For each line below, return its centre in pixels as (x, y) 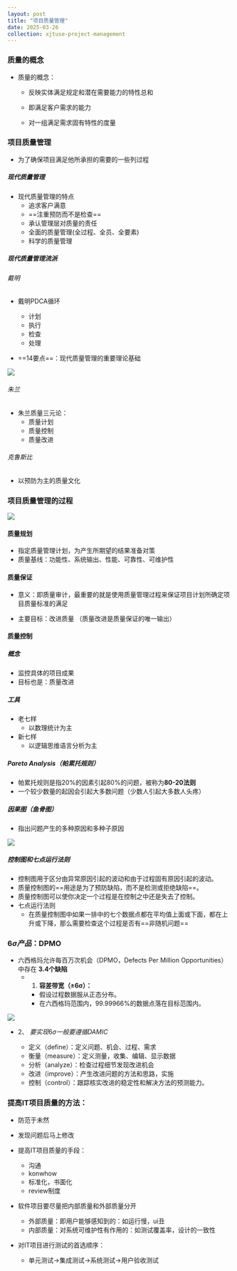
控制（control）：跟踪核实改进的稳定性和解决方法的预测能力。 (118, 1083)
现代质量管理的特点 (46, 196)
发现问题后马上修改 (46, 1135)
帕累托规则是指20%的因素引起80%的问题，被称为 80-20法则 (107, 782)
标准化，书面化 (50, 1182)
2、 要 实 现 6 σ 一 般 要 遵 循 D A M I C (63, 1032)
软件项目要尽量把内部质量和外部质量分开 (77, 1205)
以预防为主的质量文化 (49, 480)
